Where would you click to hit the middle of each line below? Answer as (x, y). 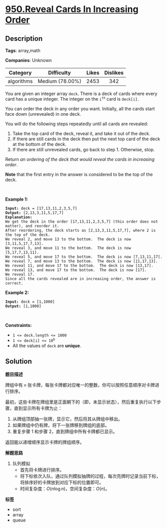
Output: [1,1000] (23, 306)
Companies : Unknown (28, 60)
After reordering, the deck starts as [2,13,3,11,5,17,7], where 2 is (80, 230)
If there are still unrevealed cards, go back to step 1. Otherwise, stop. (83, 150)
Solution (19, 361)
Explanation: (19, 217)
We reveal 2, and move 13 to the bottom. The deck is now (68, 239)
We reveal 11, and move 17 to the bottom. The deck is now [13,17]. (79, 266)
